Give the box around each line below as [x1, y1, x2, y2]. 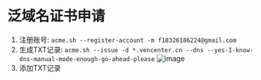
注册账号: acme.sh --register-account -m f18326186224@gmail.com [18, 35, 237, 44]
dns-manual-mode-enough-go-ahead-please [18, 55, 155, 63]
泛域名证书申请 [7, 7, 106, 25]
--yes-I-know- [207, 46, 254, 54]
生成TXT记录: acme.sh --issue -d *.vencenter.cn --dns [18, 44, 205, 54]
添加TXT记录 [18, 63, 61, 72]
